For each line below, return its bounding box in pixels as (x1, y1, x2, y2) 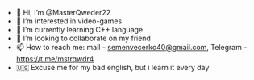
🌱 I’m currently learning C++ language (15, 25, 144, 34)
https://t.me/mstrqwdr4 (15, 54, 94, 64)
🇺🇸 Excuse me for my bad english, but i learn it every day (15, 63, 210, 72)
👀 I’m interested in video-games (15, 16, 123, 26)
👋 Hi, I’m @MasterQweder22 (15, 8, 111, 17)
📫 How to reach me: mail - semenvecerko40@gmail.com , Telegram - (15, 43, 248, 52)
